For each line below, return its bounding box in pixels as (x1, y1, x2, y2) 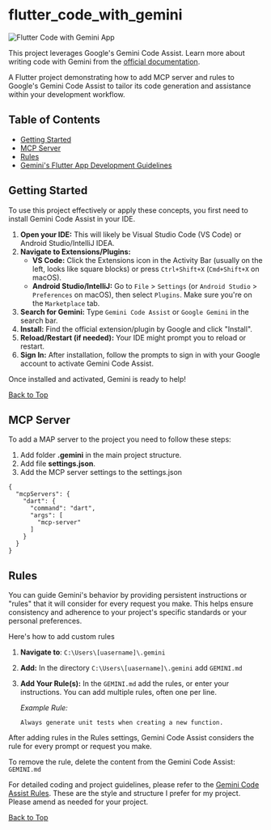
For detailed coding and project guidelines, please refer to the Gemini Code (8, 780, 260, 790)
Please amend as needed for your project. (8, 797, 149, 807)
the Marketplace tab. (32, 298, 100, 308)
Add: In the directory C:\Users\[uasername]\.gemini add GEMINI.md (19, 663, 243, 673)
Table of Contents (8, 113, 101, 127)
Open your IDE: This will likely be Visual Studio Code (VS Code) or (19, 229, 242, 239)
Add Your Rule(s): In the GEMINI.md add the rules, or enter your (19, 679, 230, 688)
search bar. (19, 315, 58, 325)
